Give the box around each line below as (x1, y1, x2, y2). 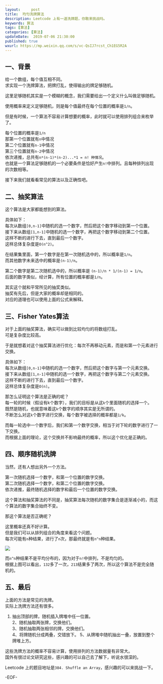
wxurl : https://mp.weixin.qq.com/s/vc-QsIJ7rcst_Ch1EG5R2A (5, 43, 127, 48)
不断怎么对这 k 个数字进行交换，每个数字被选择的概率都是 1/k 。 (5, 412, 129, 418)
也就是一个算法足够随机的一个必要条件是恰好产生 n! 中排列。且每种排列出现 (5, 160, 154, 166)
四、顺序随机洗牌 (5, 450, 56, 458)
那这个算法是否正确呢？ (5, 513, 52, 519)
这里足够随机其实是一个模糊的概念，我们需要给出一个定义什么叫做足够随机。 (5, 93, 158, 99)
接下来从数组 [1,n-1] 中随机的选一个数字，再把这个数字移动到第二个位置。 (5, 229, 152, 235)
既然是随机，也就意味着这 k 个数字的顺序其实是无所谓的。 (5, 406, 118, 412)
